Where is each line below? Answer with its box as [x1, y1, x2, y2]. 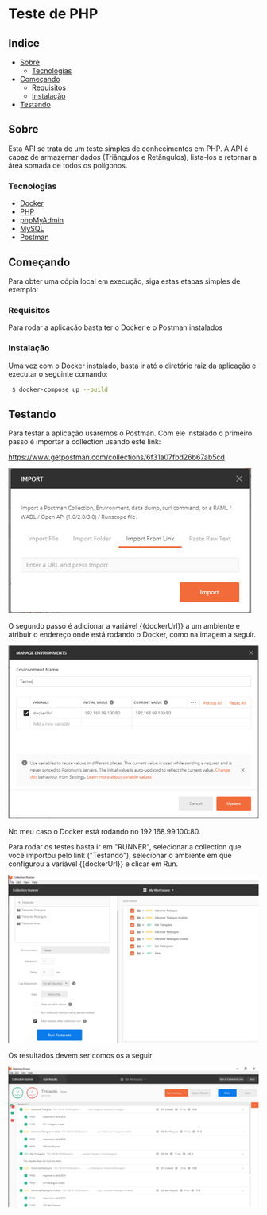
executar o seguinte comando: [8, 369, 109, 378]
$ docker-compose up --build [11, 385, 109, 393]
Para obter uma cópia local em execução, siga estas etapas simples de [8, 276, 241, 286]
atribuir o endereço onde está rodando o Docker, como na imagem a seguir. [8, 629, 257, 640]
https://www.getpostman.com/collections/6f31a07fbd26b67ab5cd [8, 452, 225, 462]
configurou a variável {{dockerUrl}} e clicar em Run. [8, 859, 179, 869]
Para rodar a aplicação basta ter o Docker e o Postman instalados [8, 323, 223, 332]
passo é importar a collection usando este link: [8, 437, 161, 447]
